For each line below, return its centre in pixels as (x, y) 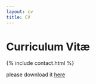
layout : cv (20, 12)
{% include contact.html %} (40, 63)
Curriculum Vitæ (48, 47)
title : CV (18, 17)
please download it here (36, 74)
